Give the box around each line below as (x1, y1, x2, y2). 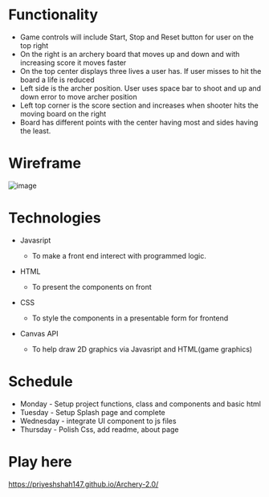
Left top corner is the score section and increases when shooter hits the (19, 100, 259, 110)
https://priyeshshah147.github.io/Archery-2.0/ (8, 479, 159, 489)
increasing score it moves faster (19, 58, 127, 67)
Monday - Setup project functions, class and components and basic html (19, 399, 261, 409)
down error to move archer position (19, 92, 138, 101)
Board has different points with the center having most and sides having (19, 117, 259, 127)
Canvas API (19, 328, 59, 338)
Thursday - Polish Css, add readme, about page (19, 424, 179, 434)
